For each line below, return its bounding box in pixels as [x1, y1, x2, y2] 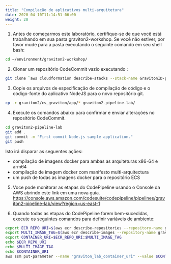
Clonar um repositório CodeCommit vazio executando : [12, 66, 128, 72]
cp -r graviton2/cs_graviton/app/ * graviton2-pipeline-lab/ [5, 100, 136, 106]
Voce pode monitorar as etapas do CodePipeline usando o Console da [12, 184, 160, 190]
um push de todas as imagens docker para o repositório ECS [12, 174, 140, 181]
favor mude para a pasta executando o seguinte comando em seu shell [12, 42, 162, 48]
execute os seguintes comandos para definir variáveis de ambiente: [12, 216, 155, 222]
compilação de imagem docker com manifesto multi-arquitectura [12, 169, 149, 175]
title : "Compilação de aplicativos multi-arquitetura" [5, 7, 124, 13]
